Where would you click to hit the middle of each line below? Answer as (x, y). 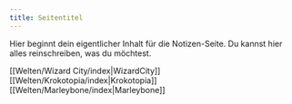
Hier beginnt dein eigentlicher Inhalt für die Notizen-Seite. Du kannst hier (146, 43)
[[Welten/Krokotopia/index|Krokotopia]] (83, 80)
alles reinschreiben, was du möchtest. (81, 53)
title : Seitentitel (46, 18)
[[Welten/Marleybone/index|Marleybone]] (87, 90)
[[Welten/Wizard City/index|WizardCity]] (85, 71)
